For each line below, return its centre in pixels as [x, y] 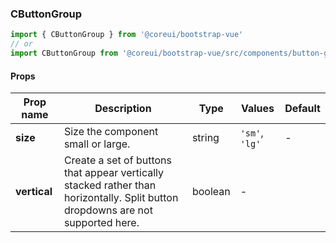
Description [123, 109]
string [205, 138]
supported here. [101, 223]
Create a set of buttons [117, 160]
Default [302, 109]
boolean [211, 192]
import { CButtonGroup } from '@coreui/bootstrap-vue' [127, 35]
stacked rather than [110, 185]
